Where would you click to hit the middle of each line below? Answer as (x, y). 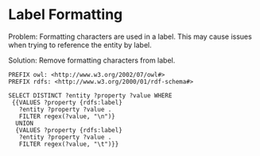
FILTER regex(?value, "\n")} (67, 116)
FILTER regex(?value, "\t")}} (69, 144)
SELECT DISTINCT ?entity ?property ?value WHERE (90, 95)
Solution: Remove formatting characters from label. (92, 60)
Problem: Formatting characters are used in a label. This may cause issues (130, 36)
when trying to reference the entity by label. (80, 44)
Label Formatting (66, 15)
